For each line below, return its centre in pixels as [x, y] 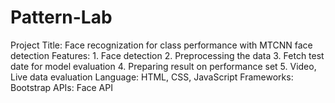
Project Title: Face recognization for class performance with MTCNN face [161, 45]
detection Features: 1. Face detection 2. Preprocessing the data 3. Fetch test [167, 55]
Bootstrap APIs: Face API [61, 87]
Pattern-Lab [61, 17]
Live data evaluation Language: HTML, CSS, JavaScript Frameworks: [152, 77]
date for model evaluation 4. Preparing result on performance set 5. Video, [163, 66]
